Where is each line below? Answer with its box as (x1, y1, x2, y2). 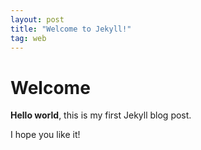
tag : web (10, 33, 47, 43)
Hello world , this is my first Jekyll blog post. (10, 109, 192, 121)
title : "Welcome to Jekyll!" (10, 24, 132, 34)
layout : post (10, 14, 65, 25)
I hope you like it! (10, 129, 81, 141)
